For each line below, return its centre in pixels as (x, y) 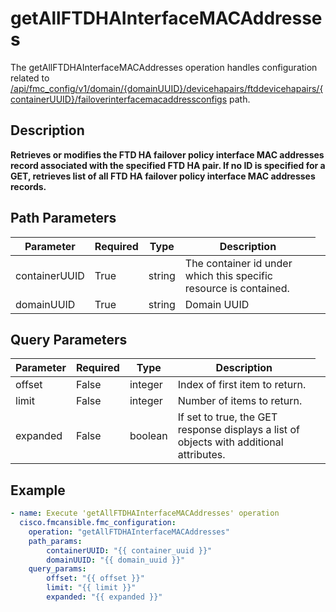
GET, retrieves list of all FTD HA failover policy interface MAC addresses (163, 176)
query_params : (57, 569)
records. (28, 186)
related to (30, 78)
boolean (148, 436)
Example (38, 490)
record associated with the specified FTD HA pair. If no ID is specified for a (168, 165)
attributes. (201, 455)
